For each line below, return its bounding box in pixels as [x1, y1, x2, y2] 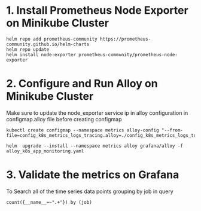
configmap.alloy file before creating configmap [6, 115, 122, 123]
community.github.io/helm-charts [6, 41, 90, 47]
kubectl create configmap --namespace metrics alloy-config [6, 127, 160, 133]
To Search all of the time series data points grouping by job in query [6, 188, 173, 195]
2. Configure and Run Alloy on [6, 77, 158, 90]
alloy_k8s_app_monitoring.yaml [6, 148, 84, 154]
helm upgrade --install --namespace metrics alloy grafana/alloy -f [6, 143, 184, 149]
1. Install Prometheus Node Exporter [6, 4, 188, 17]
